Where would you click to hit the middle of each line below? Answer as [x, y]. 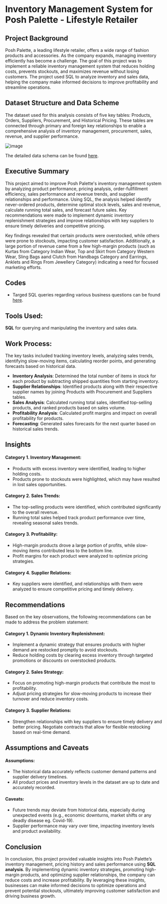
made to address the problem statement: [47, 622]
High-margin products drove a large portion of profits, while [74, 546]
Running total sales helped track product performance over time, [79, 517]
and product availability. [37, 831]
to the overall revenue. [35, 512]
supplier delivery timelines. [40, 777]
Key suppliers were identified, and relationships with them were [78, 584]
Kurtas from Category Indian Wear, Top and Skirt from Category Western [80, 251]
